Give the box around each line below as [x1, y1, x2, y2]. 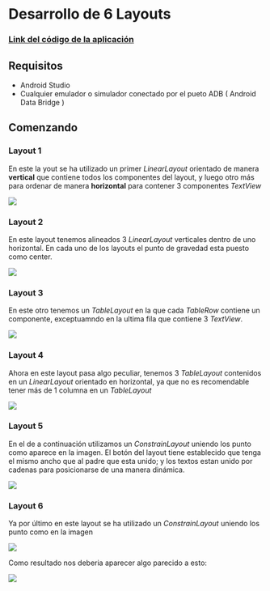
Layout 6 [8, 500, 44, 511]
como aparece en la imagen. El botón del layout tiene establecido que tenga [8, 447, 261, 457]
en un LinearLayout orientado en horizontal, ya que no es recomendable [8, 376, 250, 386]
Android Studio [19, 80, 70, 90]
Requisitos [8, 58, 63, 73]
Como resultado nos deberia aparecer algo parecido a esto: [8, 558, 208, 568]
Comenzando [8, 121, 78, 134]
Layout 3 [8, 287, 44, 298]
